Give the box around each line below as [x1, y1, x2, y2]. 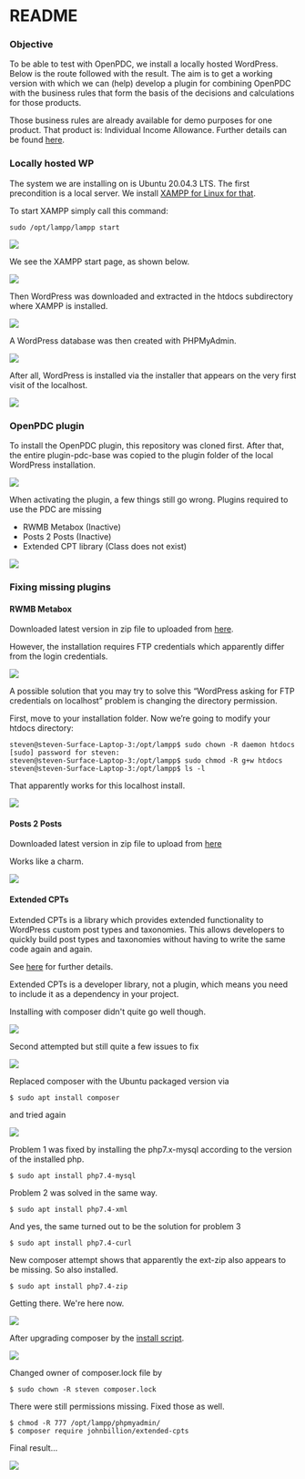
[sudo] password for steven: [9, 748, 120, 757]
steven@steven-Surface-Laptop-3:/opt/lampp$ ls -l [9, 765, 206, 774]
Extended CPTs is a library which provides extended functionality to [9, 914, 264, 925]
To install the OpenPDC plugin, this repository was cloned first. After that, [9, 440, 285, 451]
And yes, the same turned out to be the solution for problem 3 [9, 1220, 241, 1231]
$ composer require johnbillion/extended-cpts [9, 1426, 189, 1435]
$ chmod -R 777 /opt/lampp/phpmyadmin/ [9, 1418, 161, 1427]
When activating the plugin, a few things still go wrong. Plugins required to [9, 494, 289, 506]
